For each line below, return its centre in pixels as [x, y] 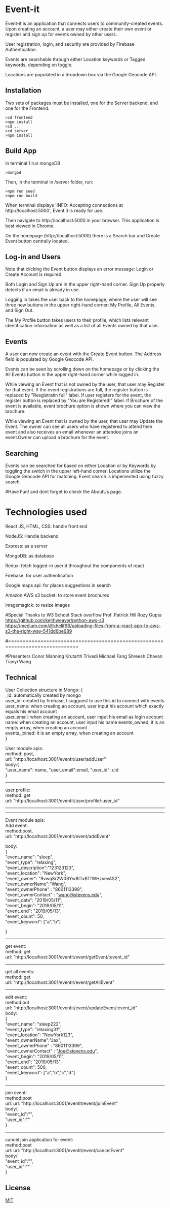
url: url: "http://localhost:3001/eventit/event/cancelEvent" [65, 1150]
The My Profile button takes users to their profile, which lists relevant [77, 320]
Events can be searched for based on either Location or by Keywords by [80, 466]
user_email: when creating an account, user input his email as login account [84, 717]
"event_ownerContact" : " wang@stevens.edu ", [54, 894]
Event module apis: [25, 820]
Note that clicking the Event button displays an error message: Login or [79, 269]
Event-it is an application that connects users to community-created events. [84, 23]
